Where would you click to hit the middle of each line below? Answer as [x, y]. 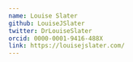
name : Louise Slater [43, 16]
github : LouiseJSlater [47, 23]
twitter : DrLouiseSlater [50, 31]
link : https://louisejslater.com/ [67, 46]
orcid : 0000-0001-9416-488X [56, 38]
